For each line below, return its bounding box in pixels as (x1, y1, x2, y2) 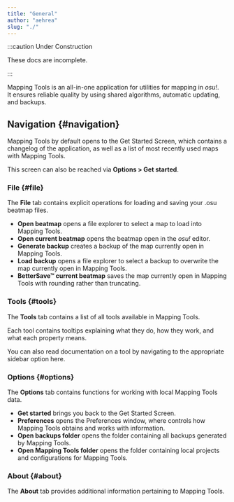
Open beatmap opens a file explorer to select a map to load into (17, 220, 203, 228)
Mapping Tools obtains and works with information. (17, 424, 166, 433)
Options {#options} (7, 372, 75, 382)
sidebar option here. (7, 354, 66, 363)
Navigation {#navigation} (7, 118, 120, 130)
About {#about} (7, 471, 62, 480)
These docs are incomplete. (7, 56, 88, 64)
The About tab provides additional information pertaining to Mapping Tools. (7, 487, 225, 496)
